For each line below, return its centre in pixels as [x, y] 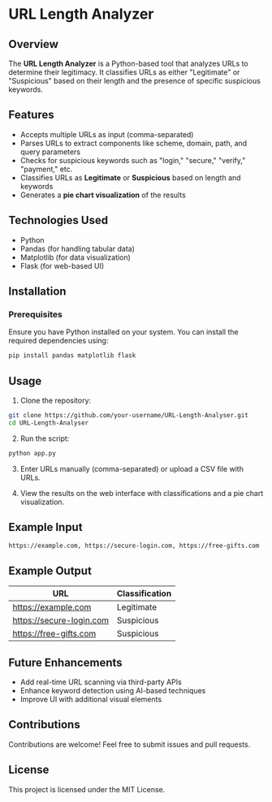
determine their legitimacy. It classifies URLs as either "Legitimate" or [124, 72]
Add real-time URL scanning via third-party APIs [101, 682]
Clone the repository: [56, 400]
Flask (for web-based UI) [62, 265]
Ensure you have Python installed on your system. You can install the [123, 332]
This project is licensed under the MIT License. [87, 789]
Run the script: [45, 438]
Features [31, 115]
